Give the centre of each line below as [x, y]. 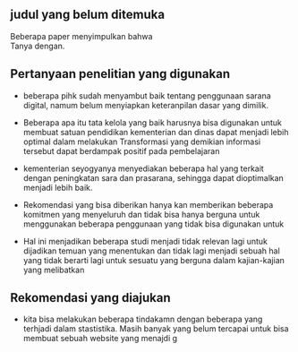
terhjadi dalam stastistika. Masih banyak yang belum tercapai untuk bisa [156, 329]
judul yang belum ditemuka [87, 15]
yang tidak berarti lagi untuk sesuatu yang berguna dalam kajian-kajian [154, 260]
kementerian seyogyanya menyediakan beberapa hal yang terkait [144, 168]
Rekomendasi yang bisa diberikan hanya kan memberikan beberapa [148, 204]
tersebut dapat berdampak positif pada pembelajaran [121, 150]
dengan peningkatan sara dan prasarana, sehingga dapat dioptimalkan [153, 177]
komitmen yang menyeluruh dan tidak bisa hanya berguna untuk [141, 214]
